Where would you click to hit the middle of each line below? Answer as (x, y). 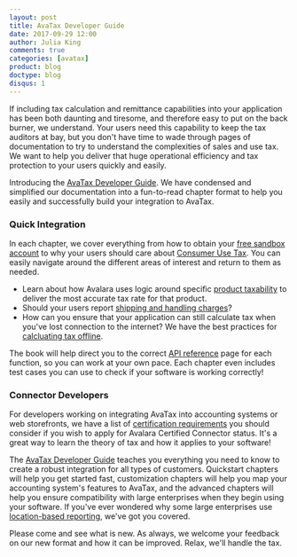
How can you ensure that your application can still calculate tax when (149, 317)
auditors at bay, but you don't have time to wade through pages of (130, 137)
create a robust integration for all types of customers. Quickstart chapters (144, 469)
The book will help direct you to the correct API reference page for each (141, 353)
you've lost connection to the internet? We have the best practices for (149, 326)
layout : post (33, 17)
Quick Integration (47, 224)
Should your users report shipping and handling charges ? (127, 308)
